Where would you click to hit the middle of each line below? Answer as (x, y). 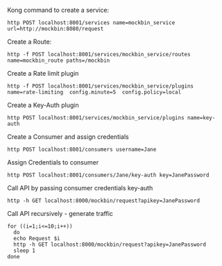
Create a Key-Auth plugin (43, 105)
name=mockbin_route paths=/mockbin (59, 60)
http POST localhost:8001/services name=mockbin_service (91, 23)
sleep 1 (25, 251)
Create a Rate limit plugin (43, 73)
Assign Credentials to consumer (53, 162)
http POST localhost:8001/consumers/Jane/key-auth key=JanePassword (108, 175)
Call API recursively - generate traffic (60, 214)
